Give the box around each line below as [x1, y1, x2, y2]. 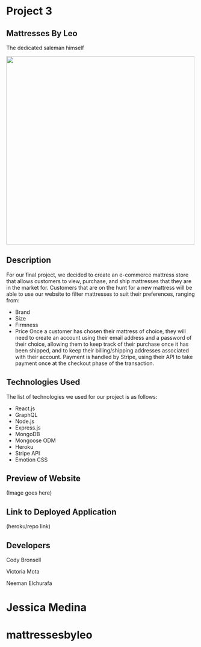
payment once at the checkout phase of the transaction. [14, 360, 155, 367]
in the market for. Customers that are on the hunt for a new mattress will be [6, 284, 193, 291]
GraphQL [14, 411, 38, 418]
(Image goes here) [6, 489, 52, 496]
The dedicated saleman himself [6, 44, 84, 51]
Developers [6, 540, 51, 551]
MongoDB [14, 430, 40, 437]
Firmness [14, 321, 39, 328]
